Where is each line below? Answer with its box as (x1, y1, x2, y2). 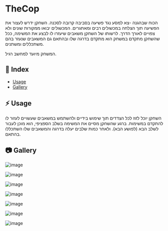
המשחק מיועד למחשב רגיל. (5, 51, 57, 57)
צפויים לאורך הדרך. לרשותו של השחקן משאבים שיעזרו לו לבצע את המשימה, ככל (5, 30, 155, 36)
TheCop (5, 3, 40, 15)
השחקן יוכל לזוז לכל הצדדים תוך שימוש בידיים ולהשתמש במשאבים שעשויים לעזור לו (5, 115, 162, 121)
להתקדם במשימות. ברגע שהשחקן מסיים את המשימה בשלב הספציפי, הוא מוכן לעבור (5, 120, 163, 126)
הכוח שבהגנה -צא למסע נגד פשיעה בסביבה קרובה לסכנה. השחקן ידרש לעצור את (5, 20, 158, 26)
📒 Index (5, 65, 29, 74)
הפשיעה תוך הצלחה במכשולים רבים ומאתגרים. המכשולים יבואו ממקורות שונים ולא (5, 25, 159, 31)
